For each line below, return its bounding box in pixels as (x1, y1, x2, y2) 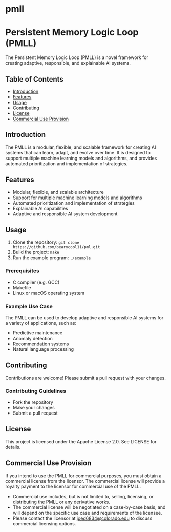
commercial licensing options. (12, 520, 76, 526)
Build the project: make (12, 249, 60, 255)
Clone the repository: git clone (12, 239, 79, 245)
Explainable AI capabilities (12, 205, 68, 211)
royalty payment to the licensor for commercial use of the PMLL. (5, 483, 141, 489)
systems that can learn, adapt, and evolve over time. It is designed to (5, 149, 151, 155)
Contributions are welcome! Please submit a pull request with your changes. (5, 375, 166, 381)
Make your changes (12, 405, 55, 411)
